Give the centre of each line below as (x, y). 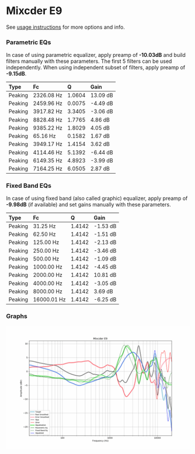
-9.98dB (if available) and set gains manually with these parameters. (88, 205)
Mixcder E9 (34, 11)
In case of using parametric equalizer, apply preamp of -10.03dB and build (96, 55)
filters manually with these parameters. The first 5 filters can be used (89, 61)
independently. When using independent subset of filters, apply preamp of (96, 67)
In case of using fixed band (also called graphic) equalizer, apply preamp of (97, 198)
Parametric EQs (29, 42)
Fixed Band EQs (29, 185)
